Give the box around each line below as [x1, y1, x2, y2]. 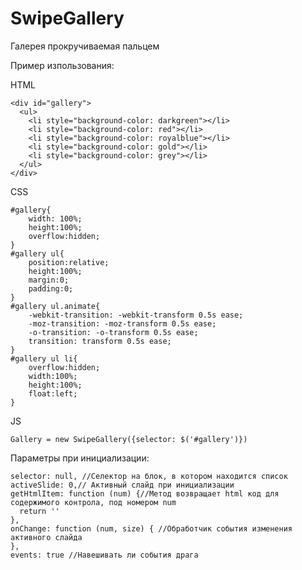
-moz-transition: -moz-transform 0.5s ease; [28, 318, 217, 329]
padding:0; [28, 283, 74, 294]
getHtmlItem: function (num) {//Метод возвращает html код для [10, 488, 280, 499]
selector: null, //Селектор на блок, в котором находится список [10, 471, 288, 481]
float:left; [28, 388, 78, 399]
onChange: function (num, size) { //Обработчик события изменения [10, 523, 293, 534]
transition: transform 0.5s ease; [28, 336, 172, 346]
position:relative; [28, 257, 110, 267]
